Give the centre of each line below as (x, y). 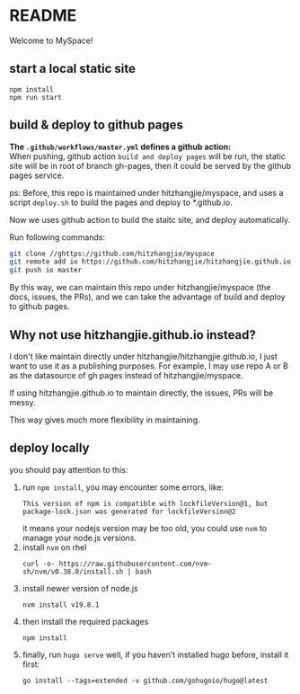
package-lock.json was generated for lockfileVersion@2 (129, 512)
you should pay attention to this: (69, 469)
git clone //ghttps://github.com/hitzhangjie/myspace (112, 254)
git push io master (46, 271)
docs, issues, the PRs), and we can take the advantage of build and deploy (147, 297)
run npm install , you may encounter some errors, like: (123, 487)
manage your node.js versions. (79, 538)
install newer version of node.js (80, 588)
